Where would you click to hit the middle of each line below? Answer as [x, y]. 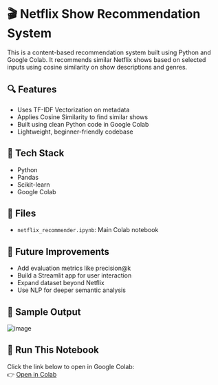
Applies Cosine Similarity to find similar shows [83, 117]
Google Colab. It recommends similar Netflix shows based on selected [107, 59]
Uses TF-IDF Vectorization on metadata [73, 110]
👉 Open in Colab [32, 374]
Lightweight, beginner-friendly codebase [75, 132]
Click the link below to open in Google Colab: [71, 366]
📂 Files [22, 213]
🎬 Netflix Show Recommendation [104, 14]
